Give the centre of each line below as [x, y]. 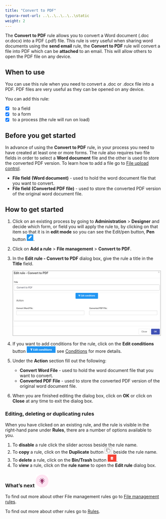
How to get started [34, 210]
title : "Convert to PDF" [31, 10]
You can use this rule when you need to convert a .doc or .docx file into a [80, 84]
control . [13, 169]
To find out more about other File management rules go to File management [82, 496]
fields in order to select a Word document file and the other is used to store [82, 158]
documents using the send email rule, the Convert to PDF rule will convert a [83, 46]
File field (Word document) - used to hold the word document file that [84, 178]
